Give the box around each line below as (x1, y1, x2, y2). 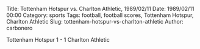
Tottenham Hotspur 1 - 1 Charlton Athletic (6, 36, 110, 43)
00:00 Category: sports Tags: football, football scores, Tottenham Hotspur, (6, 11, 194, 19)
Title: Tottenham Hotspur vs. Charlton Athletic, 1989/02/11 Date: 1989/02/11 (6, 5, 195, 12)
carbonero (6, 24, 33, 31)
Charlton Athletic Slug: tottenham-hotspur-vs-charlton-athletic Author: (6, 18, 184, 25)
